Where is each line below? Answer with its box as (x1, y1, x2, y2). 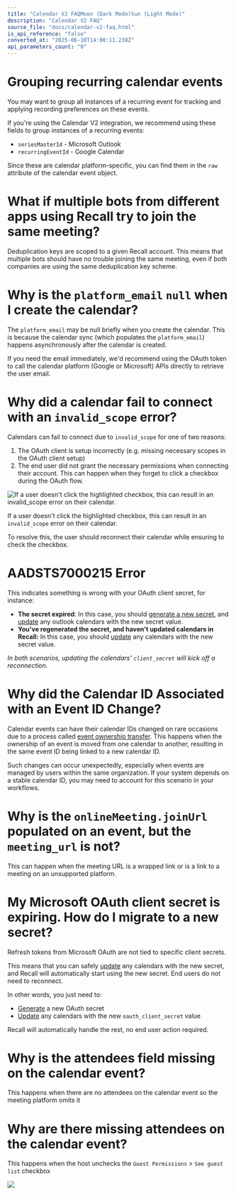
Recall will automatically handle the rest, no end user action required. (7, 1025, 209, 1033)
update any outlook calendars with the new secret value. (17, 617, 184, 626)
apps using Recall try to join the (7, 208, 197, 225)
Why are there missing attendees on (7, 1121, 225, 1137)
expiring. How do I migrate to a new (7, 909, 219, 925)
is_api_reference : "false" (7, 30, 87, 38)
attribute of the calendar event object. (7, 168, 118, 177)
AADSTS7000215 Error (7, 565, 146, 581)
